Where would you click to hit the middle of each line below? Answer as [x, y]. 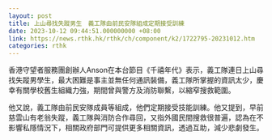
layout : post [30, 16]
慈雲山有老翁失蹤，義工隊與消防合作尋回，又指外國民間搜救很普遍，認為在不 [136, 117]
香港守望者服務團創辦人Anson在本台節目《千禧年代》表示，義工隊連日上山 [132, 70]
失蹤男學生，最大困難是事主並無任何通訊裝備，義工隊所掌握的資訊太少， [136, 80]
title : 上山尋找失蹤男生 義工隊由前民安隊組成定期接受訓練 [96, 23]
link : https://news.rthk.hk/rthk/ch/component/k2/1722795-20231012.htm [132, 38]
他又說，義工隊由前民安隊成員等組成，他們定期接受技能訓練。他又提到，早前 [136, 108]
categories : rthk [38, 46]
